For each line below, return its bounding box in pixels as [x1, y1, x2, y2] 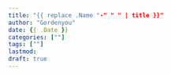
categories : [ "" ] [8, 33, 65, 41]
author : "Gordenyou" [8, 19, 76, 27]
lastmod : [8, 48, 37, 55]
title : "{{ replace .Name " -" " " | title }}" [8, 11, 164, 20]
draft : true [8, 55, 47, 63]
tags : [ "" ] [8, 41, 44, 48]
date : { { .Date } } [8, 26, 69, 34]
